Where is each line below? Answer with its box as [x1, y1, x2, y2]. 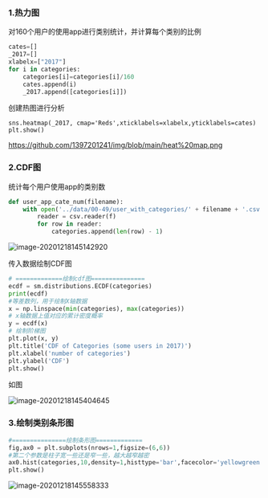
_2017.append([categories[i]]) [22, 88, 128, 96]
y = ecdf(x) [8, 320, 48, 328]
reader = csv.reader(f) [37, 213, 116, 221]
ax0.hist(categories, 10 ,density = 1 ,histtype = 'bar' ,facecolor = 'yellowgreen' [8, 459, 264, 467]
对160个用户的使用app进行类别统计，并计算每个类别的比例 [8, 27, 202, 37]
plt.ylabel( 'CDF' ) [8, 357, 70, 365]
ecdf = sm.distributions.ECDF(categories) [8, 282, 152, 290]
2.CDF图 [8, 162, 42, 173]
